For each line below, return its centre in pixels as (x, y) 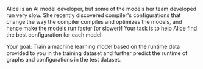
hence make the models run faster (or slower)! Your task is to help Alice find (102, 28)
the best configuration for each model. (55, 35)
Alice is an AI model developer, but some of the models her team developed (101, 9)
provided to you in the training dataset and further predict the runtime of (97, 53)
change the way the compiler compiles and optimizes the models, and (94, 22)
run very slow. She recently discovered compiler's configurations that (94, 15)
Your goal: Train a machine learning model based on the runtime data (93, 46)
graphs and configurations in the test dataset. (63, 60)
